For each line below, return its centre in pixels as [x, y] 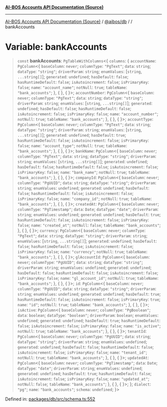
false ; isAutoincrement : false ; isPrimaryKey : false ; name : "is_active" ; [89, 326]
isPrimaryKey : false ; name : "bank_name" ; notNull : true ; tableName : [83, 172]
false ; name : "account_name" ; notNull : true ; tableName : [72, 87]
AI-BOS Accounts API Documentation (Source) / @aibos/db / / [69, 21]
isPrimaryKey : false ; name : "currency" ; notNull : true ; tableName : [82, 251]
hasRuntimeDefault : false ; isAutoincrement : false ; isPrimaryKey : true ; [89, 299]
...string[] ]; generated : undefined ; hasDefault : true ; [72, 135]
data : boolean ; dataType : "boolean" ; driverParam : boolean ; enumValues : [88, 315]
